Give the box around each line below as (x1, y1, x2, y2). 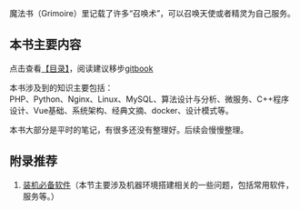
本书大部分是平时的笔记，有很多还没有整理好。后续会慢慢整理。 (9, 124, 248, 135)
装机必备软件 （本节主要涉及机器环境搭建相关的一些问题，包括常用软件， (22, 179, 294, 190)
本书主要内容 (9, 37, 82, 53)
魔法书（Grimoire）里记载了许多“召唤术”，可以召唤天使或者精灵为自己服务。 (9, 8, 295, 18)
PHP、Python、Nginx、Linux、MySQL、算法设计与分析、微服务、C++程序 (9, 94, 289, 105)
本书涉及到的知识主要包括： (9, 82, 114, 93)
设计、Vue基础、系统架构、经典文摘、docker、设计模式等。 (9, 105, 234, 115)
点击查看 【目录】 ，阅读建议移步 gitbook (9, 63, 154, 74)
